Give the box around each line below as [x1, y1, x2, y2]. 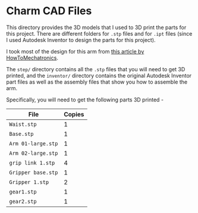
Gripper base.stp [9, 169, 58, 176]
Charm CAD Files [6, 4, 92, 18]
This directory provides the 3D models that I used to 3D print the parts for [6, 24, 187, 31]
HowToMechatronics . [6, 54, 58, 61]
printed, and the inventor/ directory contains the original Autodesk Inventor [6, 72, 192, 79]
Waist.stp [9, 120, 37, 128]
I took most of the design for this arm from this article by [6, 47, 144, 55]
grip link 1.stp [9, 159, 55, 166]
